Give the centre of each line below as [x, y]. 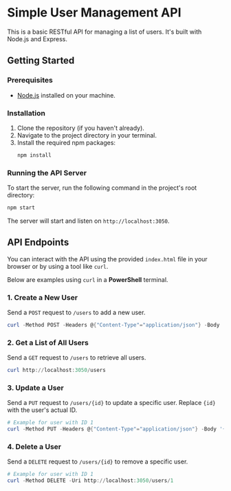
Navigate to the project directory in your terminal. [87, 135]
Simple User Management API [94, 13]
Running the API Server [47, 173]
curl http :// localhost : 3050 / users [57, 370]
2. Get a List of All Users [48, 342]
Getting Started [41, 61]
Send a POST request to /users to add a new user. [76, 313]
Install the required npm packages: [66, 142]
